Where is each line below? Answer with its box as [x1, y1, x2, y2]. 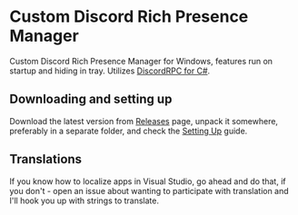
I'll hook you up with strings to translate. [9, 195, 159, 206]
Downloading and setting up [9, 92, 173, 107]
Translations [9, 151, 83, 167]
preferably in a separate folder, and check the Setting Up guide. [9, 125, 248, 136]
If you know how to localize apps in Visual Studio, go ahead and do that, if [9, 175, 286, 187]
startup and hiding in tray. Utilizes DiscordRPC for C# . [9, 65, 211, 76]
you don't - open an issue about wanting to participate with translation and [9, 185, 289, 196]
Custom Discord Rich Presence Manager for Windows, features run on [9, 55, 273, 66]
